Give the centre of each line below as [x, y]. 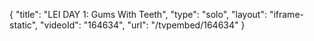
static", [24, 25]
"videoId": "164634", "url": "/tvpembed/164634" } [143, 25]
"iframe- [286, 14]
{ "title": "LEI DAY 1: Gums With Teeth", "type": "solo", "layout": [138, 14]
